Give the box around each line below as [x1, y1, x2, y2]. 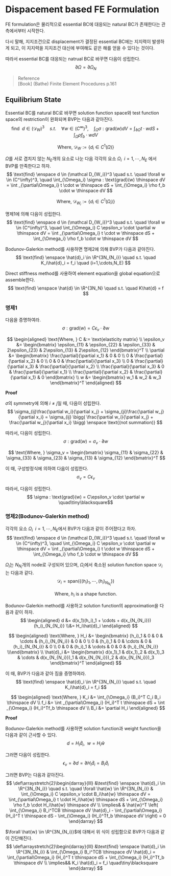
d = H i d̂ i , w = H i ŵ [66, 740, 105, 748]
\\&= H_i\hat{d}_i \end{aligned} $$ [65, 623, 138, 629]
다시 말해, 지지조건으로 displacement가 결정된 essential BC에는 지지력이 [5, 38, 151, 45]
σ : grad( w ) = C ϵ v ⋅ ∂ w [62, 325, 110, 332]
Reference [17, 75, 40, 81]
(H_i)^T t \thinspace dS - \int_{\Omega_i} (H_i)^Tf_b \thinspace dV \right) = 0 [5, 813, 166, 819]
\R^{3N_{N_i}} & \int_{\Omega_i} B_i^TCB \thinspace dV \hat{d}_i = [16, 849, 156, 855]
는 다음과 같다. [5, 570, 34, 576]
